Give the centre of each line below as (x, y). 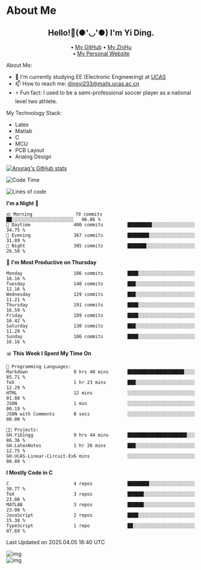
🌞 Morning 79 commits (54, 214)
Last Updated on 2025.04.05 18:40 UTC (56, 542)
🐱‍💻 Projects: (23, 430)
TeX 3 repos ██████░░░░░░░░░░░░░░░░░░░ (101, 494)
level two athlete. (36, 101)
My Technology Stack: (34, 113)
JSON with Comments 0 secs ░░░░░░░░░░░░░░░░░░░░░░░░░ (101, 414)
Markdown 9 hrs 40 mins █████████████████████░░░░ (101, 372)
